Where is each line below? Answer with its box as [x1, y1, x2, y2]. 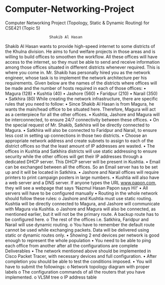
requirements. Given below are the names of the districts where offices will [5, 80, 158, 86]
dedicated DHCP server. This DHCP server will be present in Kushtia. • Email [5, 159, 161, 164]
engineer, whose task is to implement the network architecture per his [5, 75, 147, 81]
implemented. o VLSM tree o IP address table [5, 274, 97, 280]
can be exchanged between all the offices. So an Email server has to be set [5, 164, 158, 170]
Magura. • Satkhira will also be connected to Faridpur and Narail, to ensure [5, 127, 157, 133]
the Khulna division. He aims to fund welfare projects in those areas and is [5, 48, 156, 54]
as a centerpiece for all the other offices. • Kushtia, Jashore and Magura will [5, 111, 160, 117]
